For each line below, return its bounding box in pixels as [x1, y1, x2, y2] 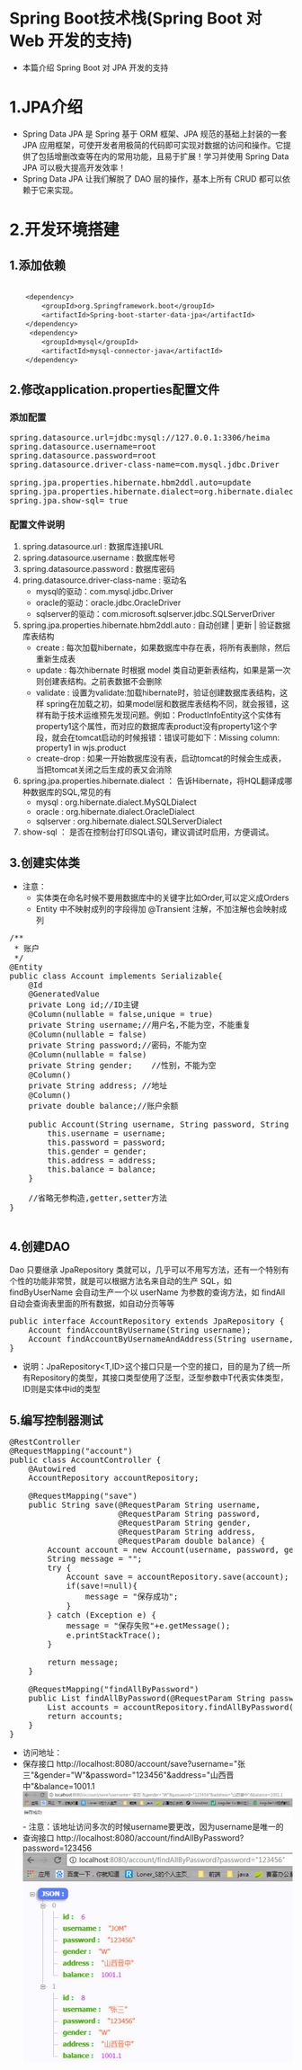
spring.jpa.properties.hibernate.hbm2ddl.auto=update [9, 477, 252, 487]
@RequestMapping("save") [28, 1491, 138, 1502]
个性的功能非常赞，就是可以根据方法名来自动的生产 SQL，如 [9, 1276, 232, 1287]
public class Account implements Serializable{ [9, 970, 223, 981]
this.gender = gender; [47, 1146, 147, 1156]
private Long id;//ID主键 [28, 999, 139, 1010]
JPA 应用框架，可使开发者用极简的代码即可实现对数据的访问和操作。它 [22, 139, 284, 150]
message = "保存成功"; [84, 1592, 179, 1602]
